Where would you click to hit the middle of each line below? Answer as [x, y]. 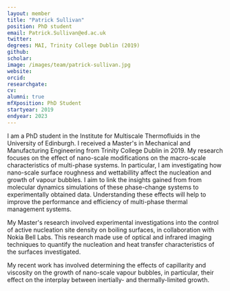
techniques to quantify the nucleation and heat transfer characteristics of [111, 244]
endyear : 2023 [28, 116]
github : [18, 52]
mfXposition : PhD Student [44, 103]
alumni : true [26, 97]
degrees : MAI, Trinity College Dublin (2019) [73, 46]
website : [20, 71]
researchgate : [28, 84]
